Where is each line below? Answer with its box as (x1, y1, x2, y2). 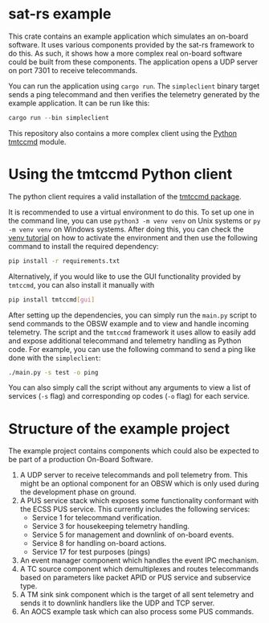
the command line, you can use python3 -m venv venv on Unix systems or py (8, 215, 261, 225)
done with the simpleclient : (8, 353, 101, 363)
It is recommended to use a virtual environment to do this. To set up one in (8, 207, 255, 217)
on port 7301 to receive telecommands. (8, 65, 138, 75)
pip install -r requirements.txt (8, 256, 120, 265)
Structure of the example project (8, 420, 230, 438)
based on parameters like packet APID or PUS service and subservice (19, 572, 251, 583)
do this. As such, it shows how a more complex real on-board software (8, 48, 243, 58)
